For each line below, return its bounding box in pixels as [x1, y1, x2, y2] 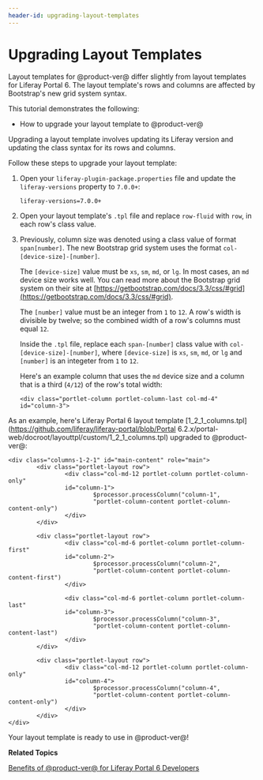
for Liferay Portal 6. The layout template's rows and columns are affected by [8, 80, 256, 89]
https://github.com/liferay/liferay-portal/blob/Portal [10, 424, 176, 433]
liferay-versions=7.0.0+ [19, 197, 102, 205]
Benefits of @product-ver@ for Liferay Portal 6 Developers [8, 763, 200, 772]
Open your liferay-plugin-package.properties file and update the [19, 173, 236, 182]
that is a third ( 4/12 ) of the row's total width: [19, 380, 163, 389]
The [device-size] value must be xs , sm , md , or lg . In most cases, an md [19, 266, 250, 276]
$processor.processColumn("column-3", [92, 615, 221, 623]
